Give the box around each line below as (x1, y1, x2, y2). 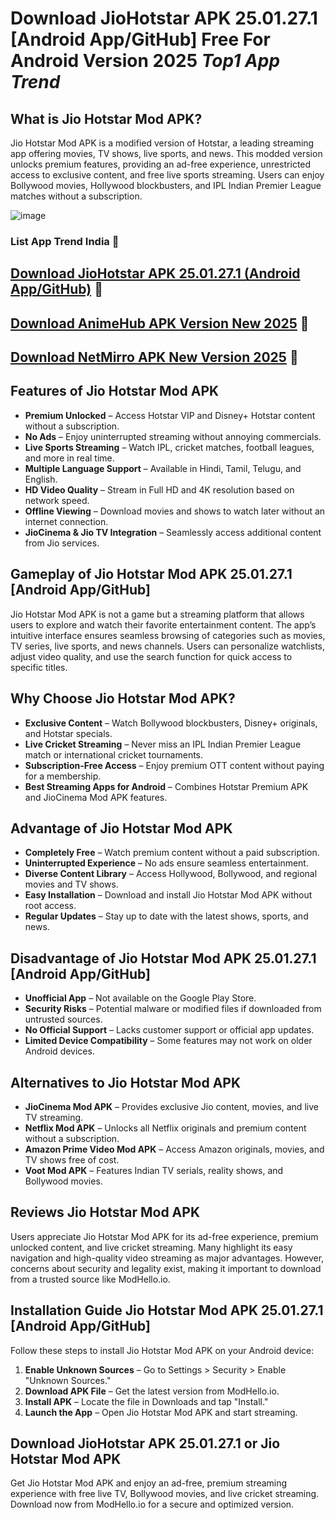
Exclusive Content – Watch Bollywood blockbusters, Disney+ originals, (24, 717, 318, 729)
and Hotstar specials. (24, 727, 113, 739)
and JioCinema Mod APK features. (24, 791, 168, 803)
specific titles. (10, 661, 68, 673)
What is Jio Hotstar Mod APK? (10, 110, 203, 127)
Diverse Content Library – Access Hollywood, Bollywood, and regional (24, 868, 318, 880)
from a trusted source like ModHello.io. (10, 1273, 171, 1285)
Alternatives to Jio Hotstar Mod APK (10, 1074, 242, 1091)
